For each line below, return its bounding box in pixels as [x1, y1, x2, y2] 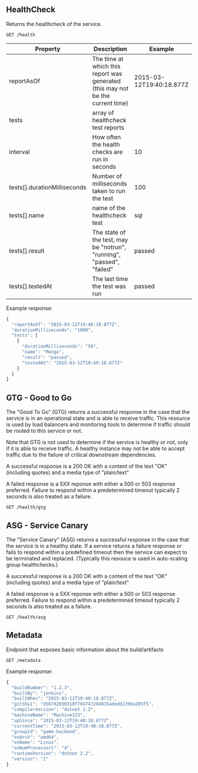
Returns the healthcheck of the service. [6, 20, 102, 27]
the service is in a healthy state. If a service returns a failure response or [6, 542, 182, 549]
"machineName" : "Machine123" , [11, 712, 85, 718]
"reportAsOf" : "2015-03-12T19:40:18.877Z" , [11, 321, 120, 327]
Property [35, 44, 61, 53]
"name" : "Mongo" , [21, 349, 65, 355]
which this [92, 62, 121, 70]
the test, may [92, 236, 128, 244]
